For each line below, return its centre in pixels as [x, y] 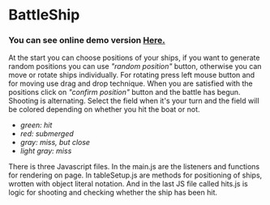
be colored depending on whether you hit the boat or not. [104, 109]
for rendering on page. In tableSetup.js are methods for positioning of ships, [135, 175]
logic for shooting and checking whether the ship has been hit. [113, 193]
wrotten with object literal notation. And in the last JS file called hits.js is [129, 184]
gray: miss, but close [55, 143]
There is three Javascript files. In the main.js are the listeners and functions [134, 167]
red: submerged [47, 134]
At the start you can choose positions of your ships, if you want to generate [134, 58]
